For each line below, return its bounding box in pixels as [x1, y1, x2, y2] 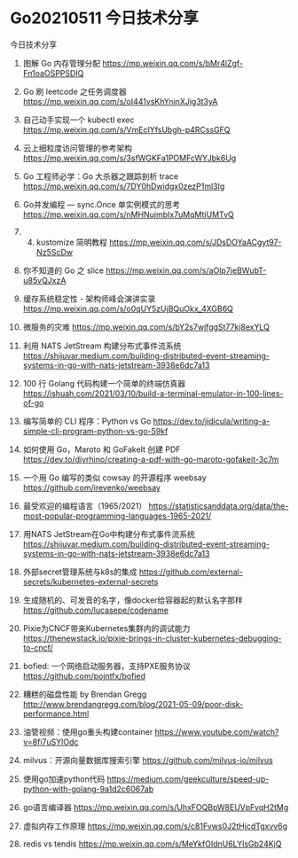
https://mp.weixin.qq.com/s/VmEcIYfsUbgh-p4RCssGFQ [22, 124, 231, 135]
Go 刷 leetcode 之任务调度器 [22, 86, 127, 97]
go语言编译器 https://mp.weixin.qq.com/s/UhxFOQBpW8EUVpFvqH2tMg [22, 801, 289, 812]
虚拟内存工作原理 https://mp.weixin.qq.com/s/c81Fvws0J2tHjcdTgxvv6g [22, 821, 287, 831]
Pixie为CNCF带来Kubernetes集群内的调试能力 [22, 622, 191, 634]
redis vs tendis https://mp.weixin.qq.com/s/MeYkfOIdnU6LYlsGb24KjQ [22, 838, 282, 849]
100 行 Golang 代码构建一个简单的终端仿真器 [22, 378, 185, 388]
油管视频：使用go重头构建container [22, 726, 153, 737]
